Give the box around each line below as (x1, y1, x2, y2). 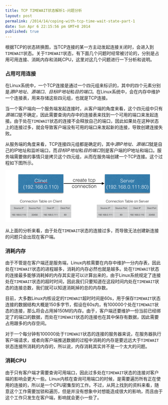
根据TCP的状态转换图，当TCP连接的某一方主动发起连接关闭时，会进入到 (5, 44, 154, 50)
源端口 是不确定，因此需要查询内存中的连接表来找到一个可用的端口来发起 (5, 112, 154, 118)
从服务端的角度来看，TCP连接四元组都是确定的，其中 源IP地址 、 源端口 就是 (5, 141, 158, 147)
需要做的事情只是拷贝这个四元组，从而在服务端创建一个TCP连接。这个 (13, 154, 158, 160)
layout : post (5, 13, 32, 18)
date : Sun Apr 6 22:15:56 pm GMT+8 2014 (5, 24, 91, 29)
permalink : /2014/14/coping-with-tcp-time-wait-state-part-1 (5, 18, 135, 23)
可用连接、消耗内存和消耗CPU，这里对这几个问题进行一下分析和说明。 (9, 56, 155, 62)
